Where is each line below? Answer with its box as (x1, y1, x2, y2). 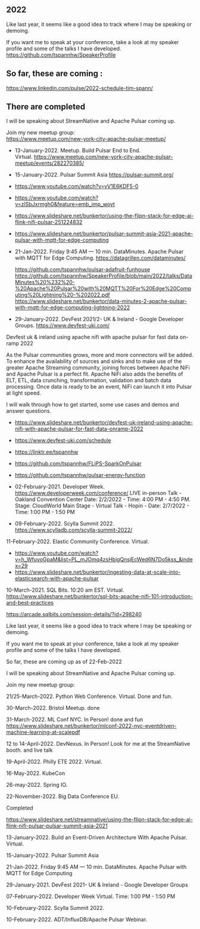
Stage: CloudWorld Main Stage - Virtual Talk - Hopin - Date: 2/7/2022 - (14, 502, 189, 509)
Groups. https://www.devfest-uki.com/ (14, 322, 110, 329)
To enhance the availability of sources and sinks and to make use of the (6, 358, 182, 365)
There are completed (6, 101, 85, 112)
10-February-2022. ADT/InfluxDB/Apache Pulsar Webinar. (6, 916, 148, 923)
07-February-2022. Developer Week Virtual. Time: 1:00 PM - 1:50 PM (6, 893, 176, 900)
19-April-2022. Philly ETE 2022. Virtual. (6, 758, 102, 765)
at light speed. (6, 389, 42, 396)
